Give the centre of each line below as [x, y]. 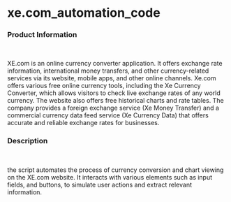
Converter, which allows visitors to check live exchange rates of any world [114, 93]
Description [28, 141]
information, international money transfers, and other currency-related [108, 71]
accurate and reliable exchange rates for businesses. [83, 123]
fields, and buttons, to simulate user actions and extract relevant [99, 185]
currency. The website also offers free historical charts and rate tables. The [116, 101]
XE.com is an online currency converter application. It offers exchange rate [115, 64]
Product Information [42, 35]
